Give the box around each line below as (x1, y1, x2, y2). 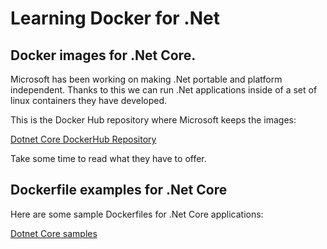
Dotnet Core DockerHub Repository (10, 133, 157, 145)
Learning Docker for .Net (10, 7, 220, 30)
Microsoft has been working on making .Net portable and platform (10, 73, 283, 85)
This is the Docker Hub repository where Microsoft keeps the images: (10, 114, 297, 126)
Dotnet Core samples (10, 227, 98, 239)
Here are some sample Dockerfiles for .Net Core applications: (10, 208, 264, 220)
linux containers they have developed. (10, 95, 168, 106)
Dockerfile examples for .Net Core (10, 182, 228, 199)
